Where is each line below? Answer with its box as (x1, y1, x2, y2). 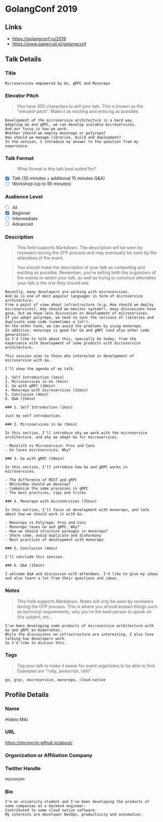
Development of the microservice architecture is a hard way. (5, 118, 134, 123)
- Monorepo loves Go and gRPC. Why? (5, 525, 80, 529)
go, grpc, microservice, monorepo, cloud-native (5, 677, 106, 682)
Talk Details (5, 55, 41, 63)
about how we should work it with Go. (5, 512, 84, 517)
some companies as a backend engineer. (5, 803, 86, 809)
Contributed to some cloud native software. (5, 808, 97, 813)
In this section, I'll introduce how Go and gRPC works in (5, 465, 128, 470)
